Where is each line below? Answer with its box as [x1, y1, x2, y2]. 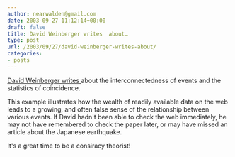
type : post [7, 37, 40, 44]
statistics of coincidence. [7, 83, 81, 92]
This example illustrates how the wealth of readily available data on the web [7, 97, 229, 106]
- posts [7, 57, 30, 64]
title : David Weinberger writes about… [7, 30, 129, 38]
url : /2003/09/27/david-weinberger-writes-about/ [7, 43, 157, 50]
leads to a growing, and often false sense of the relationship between [7, 104, 210, 114]
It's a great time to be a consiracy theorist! [7, 141, 131, 150]
